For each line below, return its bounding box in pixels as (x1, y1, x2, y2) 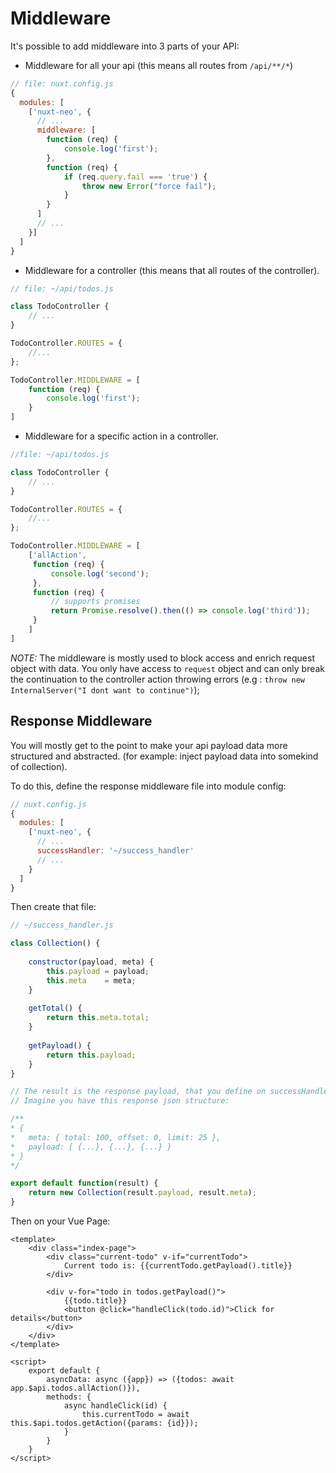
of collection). (10, 760, 68, 772)
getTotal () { (28, 1003, 83, 1014)
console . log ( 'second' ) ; (50, 568, 150, 579)
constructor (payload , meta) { (28, 957, 155, 967)
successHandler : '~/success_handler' (36, 846, 195, 856)
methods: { (46, 1392, 92, 1402)
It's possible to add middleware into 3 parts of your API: (10, 40, 240, 52)
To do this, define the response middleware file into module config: (10, 780, 287, 792)
